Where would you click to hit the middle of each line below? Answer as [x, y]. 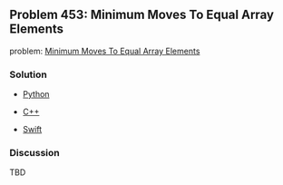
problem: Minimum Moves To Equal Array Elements [105, 51]
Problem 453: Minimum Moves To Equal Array [142, 15]
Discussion [35, 153]
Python [36, 94]
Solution [29, 74]
